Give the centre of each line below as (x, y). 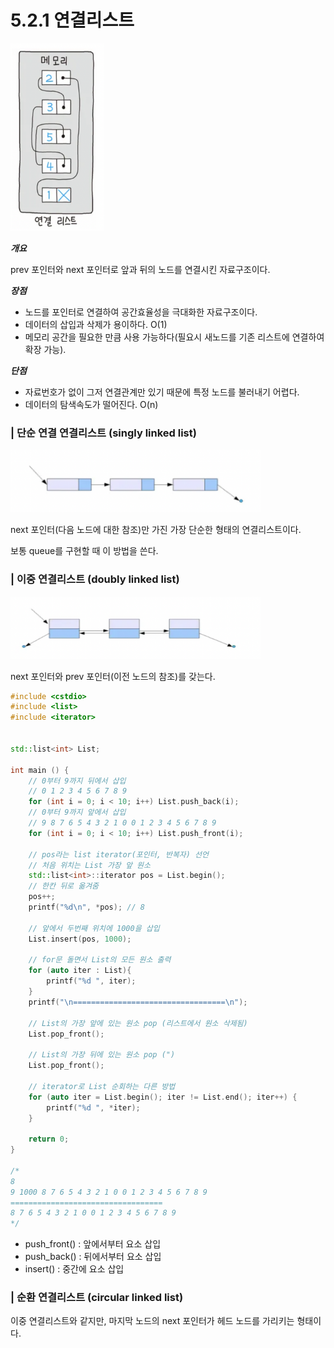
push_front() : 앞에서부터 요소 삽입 (93, 1244)
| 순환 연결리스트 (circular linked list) (97, 1298)
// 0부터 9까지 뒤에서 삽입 (77, 781)
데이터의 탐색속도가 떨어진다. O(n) (91, 404)
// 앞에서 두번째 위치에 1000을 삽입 (94, 928)
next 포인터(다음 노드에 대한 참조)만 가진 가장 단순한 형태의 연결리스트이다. (156, 530)
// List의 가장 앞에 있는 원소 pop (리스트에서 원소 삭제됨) (138, 1023)
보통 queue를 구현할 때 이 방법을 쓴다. (84, 551)
